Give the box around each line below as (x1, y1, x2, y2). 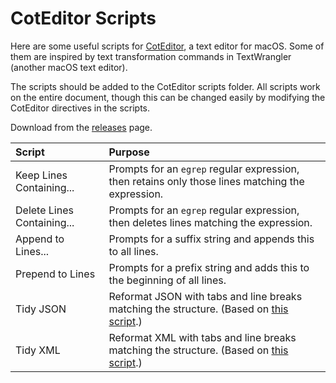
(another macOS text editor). (10, 61, 128, 73)
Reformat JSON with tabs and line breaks (108, 289, 303, 303)
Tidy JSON (15, 302, 67, 316)
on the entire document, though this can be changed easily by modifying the (10, 91, 326, 103)
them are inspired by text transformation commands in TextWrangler (10, 50, 292, 62)
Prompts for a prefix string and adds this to (108, 260, 310, 274)
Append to (15, 232, 65, 246)
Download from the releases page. (10, 121, 153, 133)
